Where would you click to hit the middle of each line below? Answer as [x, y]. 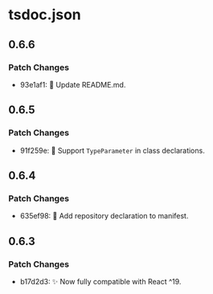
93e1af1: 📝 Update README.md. [73, 84]
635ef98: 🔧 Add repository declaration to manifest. [104, 216]
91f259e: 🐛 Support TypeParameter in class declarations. [112, 150]
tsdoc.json [45, 15]
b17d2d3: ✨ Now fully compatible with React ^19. [100, 281]
